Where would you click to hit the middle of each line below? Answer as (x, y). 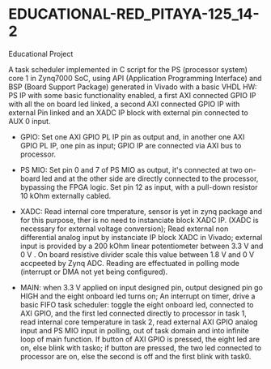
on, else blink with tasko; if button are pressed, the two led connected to (140, 348)
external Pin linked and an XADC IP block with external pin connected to (128, 112)
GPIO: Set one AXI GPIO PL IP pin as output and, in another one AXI (132, 137)
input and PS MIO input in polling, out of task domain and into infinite (134, 330)
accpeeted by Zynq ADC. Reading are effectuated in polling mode (130, 263)
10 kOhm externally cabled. (66, 195)
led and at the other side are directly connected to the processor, (150, 178)
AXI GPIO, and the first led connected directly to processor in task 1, (133, 313)
